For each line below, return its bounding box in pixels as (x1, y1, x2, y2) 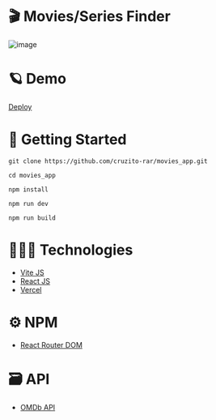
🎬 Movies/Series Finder (8, 7, 172, 26)
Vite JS (19, 268, 44, 277)
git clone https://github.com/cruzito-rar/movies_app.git (8, 156, 208, 165)
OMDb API (19, 402, 56, 412)
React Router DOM (19, 340, 83, 349)
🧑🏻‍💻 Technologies (8, 241, 133, 259)
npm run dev (8, 199, 49, 208)
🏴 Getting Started (8, 131, 127, 149)
